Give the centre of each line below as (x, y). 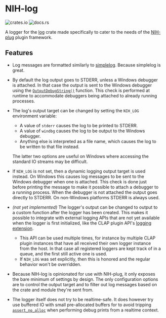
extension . (23, 228)
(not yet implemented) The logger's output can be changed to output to (85, 207)
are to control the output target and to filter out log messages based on (84, 284)
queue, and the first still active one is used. (63, 253)
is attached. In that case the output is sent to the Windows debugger (82, 85)
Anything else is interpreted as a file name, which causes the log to (88, 141)
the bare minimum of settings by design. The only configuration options (85, 279)
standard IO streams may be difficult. (50, 161)
